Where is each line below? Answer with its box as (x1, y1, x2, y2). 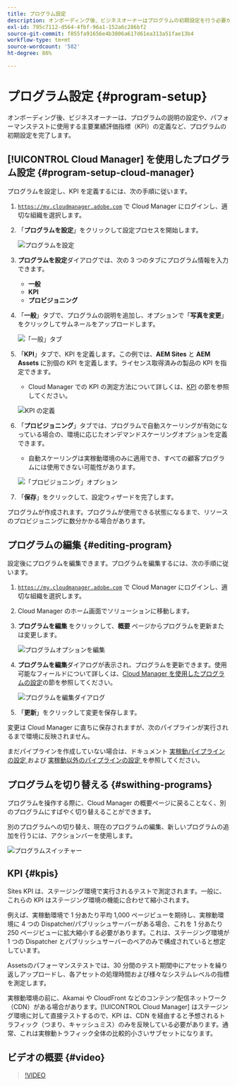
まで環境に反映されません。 (13, 732, 94, 741)
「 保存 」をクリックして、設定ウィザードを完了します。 (17, 492, 178, 501)
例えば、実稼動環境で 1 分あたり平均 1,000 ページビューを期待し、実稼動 (7, 911, 219, 919)
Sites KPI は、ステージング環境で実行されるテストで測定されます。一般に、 (7, 887, 226, 895)
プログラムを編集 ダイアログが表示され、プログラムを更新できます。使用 (17, 661, 227, 669)
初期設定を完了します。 (7, 131, 75, 139)
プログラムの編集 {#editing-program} (7, 539, 173, 551)
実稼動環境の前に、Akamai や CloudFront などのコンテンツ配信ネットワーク (7, 993, 227, 1003)
